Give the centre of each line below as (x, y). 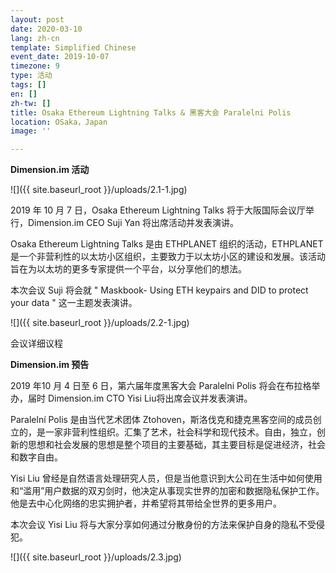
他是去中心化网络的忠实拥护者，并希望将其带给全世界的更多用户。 (146, 503)
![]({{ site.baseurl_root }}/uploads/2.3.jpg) (96, 557)
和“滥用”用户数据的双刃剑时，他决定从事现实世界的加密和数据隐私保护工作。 (167, 491)
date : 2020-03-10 (46, 29)
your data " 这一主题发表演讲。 (74, 303)
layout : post (37, 19)
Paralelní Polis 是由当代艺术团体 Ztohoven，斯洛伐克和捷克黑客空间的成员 (161, 420)
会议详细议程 (36, 343)
